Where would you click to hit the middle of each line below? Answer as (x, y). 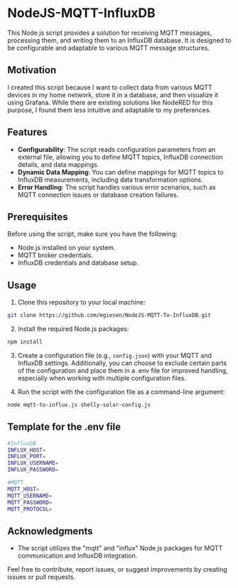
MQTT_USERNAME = (30, 496)
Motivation (32, 70)
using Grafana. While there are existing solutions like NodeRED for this (110, 102)
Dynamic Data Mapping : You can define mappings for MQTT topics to (120, 172)
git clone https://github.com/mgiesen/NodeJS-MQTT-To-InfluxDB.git (109, 315)
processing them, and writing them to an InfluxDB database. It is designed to (119, 40)
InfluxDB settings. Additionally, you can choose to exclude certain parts (122, 363)
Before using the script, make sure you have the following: (92, 234)
